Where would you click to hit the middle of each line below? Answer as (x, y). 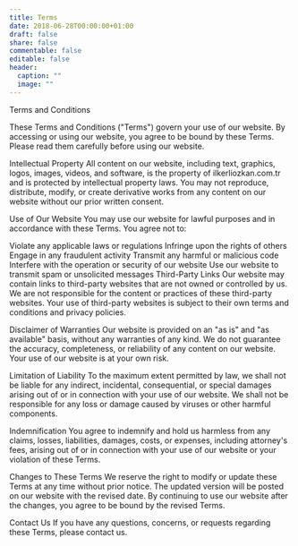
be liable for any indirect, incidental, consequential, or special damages (140, 385)
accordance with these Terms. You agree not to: (98, 228)
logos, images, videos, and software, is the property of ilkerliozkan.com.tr (145, 173)
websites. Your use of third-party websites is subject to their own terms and (149, 303)
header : (24, 68)
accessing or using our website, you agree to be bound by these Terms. (142, 136)
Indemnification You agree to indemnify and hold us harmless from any (140, 431)
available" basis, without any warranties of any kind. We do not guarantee (145, 339)
